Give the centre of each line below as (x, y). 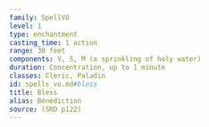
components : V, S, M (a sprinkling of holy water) (105, 59)
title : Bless (33, 92)
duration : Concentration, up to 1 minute (88, 68)
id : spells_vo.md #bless (54, 84)
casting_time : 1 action (54, 42)
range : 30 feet (38, 51)
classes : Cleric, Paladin (57, 76)
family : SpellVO (39, 17)
